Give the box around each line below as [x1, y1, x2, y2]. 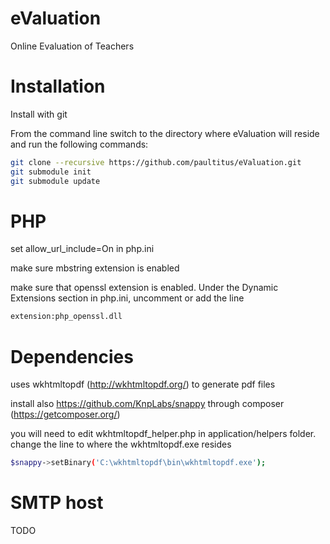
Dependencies [10, 345, 134, 368]
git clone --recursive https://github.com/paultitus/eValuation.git [10, 157, 302, 167]
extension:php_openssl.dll [10, 312, 123, 322]
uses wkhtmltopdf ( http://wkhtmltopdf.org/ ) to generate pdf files [10, 378, 276, 391]
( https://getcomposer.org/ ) [10, 408, 121, 421]
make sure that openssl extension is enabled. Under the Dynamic [10, 282, 279, 294]
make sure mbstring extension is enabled [10, 262, 180, 274]
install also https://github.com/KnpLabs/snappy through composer [10, 398, 285, 410]
